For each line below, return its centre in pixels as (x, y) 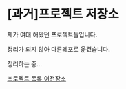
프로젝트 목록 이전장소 (37, 78)
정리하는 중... (25, 63)
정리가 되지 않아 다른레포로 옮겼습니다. (59, 49)
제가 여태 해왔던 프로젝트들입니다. (52, 34)
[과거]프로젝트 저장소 (63, 14)
